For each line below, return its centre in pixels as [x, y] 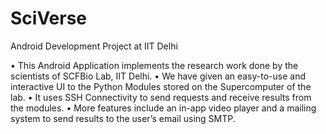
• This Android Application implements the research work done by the [154, 65]
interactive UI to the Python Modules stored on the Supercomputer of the [161, 86]
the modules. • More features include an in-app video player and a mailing [163, 108]
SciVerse [49, 18]
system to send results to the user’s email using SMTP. [123, 118]
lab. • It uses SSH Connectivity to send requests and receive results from [161, 97]
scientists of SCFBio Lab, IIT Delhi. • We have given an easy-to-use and [158, 76]
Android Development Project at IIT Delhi [94, 46]
